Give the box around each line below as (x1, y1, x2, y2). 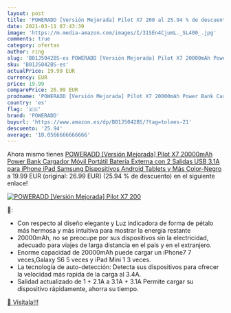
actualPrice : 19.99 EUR (7, 67, 76, 74)
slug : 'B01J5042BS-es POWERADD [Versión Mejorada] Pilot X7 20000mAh (7, 55, 211, 62)
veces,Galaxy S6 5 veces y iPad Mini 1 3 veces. (16, 255, 151, 264)
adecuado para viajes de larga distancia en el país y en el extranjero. (16, 241, 212, 249)
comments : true (7, 36, 51, 43)
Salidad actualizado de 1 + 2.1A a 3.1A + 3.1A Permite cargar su (16, 277, 194, 286)
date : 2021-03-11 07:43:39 (7, 23, 85, 30)
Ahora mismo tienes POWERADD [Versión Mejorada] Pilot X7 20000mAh (7, 150, 213, 159)
